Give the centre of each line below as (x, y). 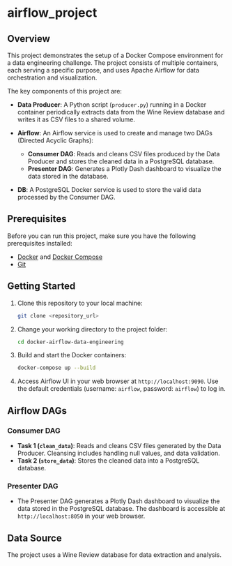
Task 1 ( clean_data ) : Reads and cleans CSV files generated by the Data (119, 445)
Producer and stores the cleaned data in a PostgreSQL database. (121, 161)
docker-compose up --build (56, 368)
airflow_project (52, 13)
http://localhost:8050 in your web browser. (81, 516)
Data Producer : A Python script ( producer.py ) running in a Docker (112, 105)
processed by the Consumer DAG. (66, 197)
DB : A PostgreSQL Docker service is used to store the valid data (109, 189)
